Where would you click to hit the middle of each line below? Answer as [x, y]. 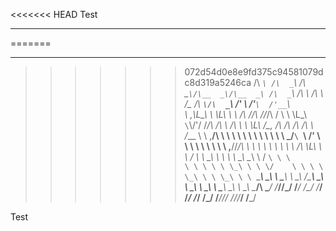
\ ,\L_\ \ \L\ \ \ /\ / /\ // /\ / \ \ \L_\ [246, 114]
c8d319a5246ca [218, 82]
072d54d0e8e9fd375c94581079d [254, 72]
